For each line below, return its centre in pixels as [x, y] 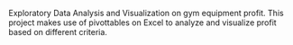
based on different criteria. [58, 32]
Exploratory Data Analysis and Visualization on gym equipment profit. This [146, 13]
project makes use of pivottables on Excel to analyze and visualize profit [142, 22]
